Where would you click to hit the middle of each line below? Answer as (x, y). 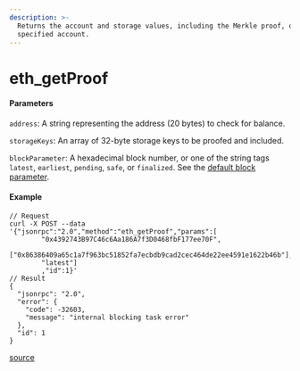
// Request (29, 216)
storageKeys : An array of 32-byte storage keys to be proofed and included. (146, 140)
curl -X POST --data (48, 224)
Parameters (31, 103)
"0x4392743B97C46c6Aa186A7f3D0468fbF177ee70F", (131, 239)
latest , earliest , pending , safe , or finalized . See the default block (133, 167)
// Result (28, 278)
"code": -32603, (56, 309)
